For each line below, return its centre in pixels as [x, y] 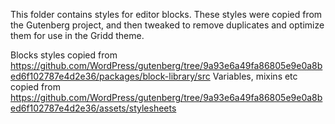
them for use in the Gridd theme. [77, 35]
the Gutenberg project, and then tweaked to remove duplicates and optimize [167, 25]
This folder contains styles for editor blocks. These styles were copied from [166, 14]
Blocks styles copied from [64, 55]
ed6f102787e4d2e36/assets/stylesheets [93, 108]
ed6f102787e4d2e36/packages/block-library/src [110, 76]
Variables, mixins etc [255, 76]
